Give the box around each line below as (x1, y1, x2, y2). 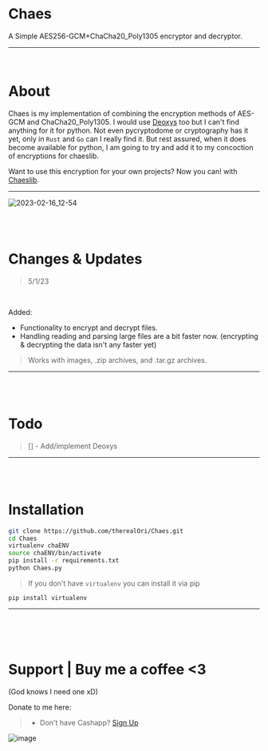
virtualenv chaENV (8, 542, 69, 550)
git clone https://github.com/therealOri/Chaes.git (8, 526, 183, 535)
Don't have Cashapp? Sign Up (39, 717, 139, 727)
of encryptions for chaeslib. (8, 151, 100, 161)
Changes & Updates (8, 250, 143, 268)
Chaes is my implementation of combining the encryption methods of (8, 109, 236, 118)
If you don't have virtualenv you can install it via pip (27, 578, 201, 588)
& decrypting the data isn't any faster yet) (19, 340, 157, 349)
